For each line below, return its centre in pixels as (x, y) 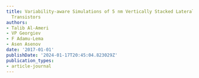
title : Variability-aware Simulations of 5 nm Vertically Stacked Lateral (100, 11)
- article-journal (29, 66)
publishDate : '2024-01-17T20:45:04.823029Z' (62, 55)
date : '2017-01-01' (30, 50)
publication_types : (30, 60)
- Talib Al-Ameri (28, 28)
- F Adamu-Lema (25, 39)
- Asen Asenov (24, 45)
